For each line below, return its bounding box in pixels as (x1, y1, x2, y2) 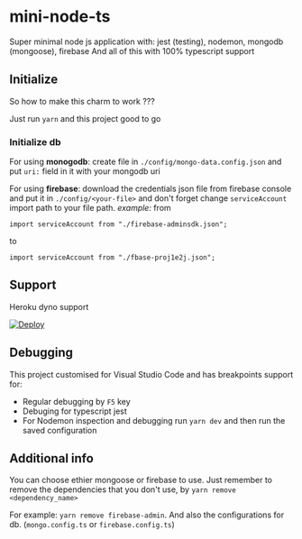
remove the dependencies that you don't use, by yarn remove (9, 484, 236, 495)
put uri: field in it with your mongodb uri (9, 166, 160, 177)
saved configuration (22, 425, 97, 435)
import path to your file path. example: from (9, 203, 171, 214)
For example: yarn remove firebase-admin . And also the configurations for (9, 509, 285, 520)
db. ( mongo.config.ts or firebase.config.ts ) (9, 519, 176, 530)
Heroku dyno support (9, 301, 89, 312)
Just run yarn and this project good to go (9, 113, 161, 123)
